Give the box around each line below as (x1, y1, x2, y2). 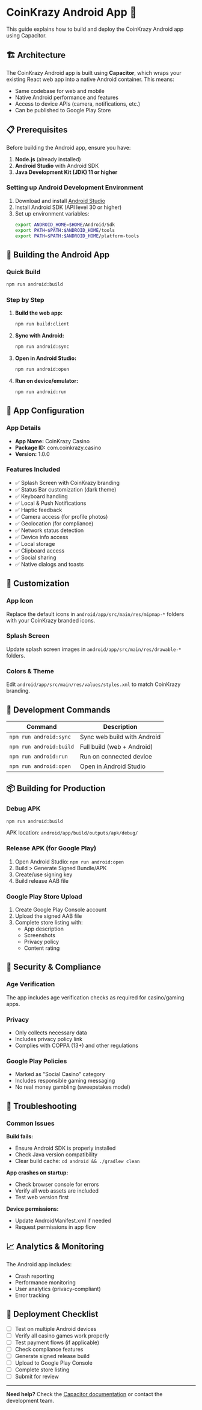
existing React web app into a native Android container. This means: (6, 75, 174, 83)
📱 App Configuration (6, 406, 85, 416)
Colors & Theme (6, 667, 54, 675)
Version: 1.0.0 (14, 450, 50, 458)
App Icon (6, 597, 34, 605)
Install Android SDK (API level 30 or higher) (14, 203, 122, 211)
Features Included (6, 465, 61, 473)
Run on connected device (79, 752, 152, 760)
